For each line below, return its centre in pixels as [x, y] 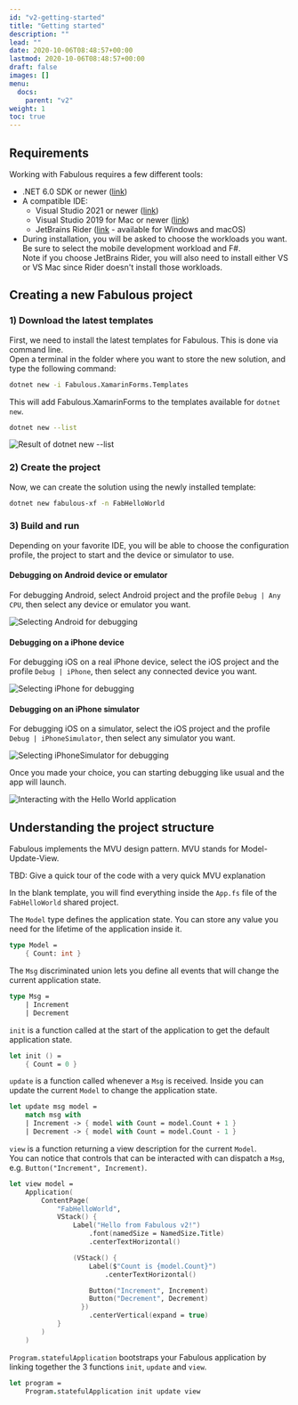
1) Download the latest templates [81, 321]
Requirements [49, 153]
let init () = [36, 1056]
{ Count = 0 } [51, 1064]
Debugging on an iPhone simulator [74, 709]
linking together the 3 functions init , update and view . [108, 1367]
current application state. [55, 980]
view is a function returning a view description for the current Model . [133, 1149]
